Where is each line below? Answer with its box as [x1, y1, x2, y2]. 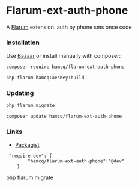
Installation [6, 38, 40, 47]
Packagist [14, 141, 40, 149]
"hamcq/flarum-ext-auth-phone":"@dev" [28, 158, 125, 164]
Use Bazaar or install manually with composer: [6, 52, 121, 60]
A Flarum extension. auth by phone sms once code [6, 23, 132, 31]
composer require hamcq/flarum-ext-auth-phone [6, 64, 125, 70]
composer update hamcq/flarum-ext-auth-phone [6, 114, 122, 120]
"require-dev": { [8, 153, 52, 159]
